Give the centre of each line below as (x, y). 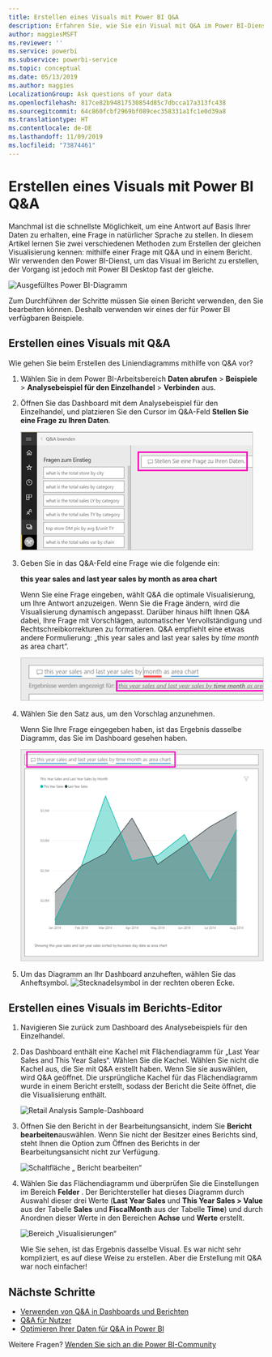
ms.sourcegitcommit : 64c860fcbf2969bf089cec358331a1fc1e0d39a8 (117, 111)
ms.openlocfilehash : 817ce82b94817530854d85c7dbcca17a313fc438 (117, 103)
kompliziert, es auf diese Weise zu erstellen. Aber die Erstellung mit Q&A (141, 1258)
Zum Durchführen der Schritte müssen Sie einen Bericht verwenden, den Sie (136, 301)
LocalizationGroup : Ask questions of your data (90, 94)
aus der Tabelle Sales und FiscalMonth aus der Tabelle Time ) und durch (141, 1209)
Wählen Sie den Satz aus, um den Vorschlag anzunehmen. (117, 713)
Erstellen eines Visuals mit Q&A (89, 343)
